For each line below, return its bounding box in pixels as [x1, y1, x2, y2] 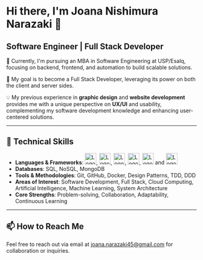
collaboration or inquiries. [6, 247, 70, 254]
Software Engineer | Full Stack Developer [6, 41, 164, 52]
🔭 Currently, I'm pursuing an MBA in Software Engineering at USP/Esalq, [6, 58, 186, 64]
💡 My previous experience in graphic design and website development [6, 94, 185, 101]
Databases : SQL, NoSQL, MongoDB [14, 165, 105, 172]
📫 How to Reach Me [6, 221, 84, 232]
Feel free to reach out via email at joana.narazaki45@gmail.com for [6, 241, 173, 248]
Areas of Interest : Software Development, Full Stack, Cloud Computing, [14, 178, 194, 185]
